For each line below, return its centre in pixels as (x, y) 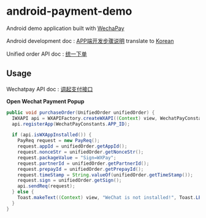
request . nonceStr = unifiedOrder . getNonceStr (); (81, 152)
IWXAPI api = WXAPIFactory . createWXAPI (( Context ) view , (85, 118)
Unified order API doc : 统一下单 (47, 54)
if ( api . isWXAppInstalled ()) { (52, 135)
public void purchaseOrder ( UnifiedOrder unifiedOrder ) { (81, 112)
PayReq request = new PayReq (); (59, 141)
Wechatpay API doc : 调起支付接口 (50, 89)
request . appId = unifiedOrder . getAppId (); (72, 146)
